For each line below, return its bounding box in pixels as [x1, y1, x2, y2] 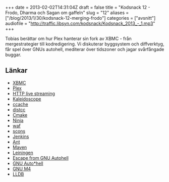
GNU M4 [12, 165, 31, 171]
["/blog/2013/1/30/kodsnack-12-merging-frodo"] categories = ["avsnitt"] [5, 15, 156, 21]
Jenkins [12, 133, 29, 140]
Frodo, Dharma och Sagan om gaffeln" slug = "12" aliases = [5, 10, 129, 16]
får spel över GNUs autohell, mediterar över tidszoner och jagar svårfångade [5, 47, 164, 52]
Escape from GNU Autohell [12, 155, 69, 161]
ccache [12, 101, 29, 107]
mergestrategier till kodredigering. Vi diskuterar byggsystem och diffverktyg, [5, 41, 164, 47]
